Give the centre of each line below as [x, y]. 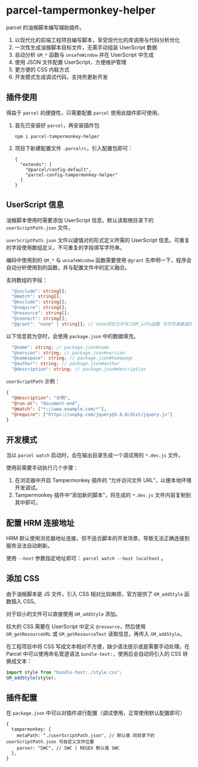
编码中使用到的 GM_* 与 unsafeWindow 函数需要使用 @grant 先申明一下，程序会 [99, 260]
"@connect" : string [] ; [39, 318]
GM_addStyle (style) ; [32, 678]
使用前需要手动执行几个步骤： [42, 468]
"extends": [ [36, 164]
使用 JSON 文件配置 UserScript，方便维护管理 [70, 62]
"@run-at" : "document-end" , [46, 403]
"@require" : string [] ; [39, 308]
